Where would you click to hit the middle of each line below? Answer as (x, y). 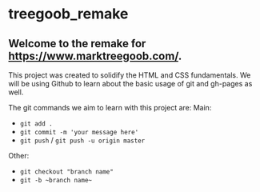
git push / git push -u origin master (82, 140)
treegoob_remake (68, 14)
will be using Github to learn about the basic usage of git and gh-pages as (130, 84)
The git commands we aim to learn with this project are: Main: (110, 108)
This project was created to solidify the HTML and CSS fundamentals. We (130, 75)
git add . (36, 124)
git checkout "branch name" (66, 172)
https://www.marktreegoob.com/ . (95, 56)
